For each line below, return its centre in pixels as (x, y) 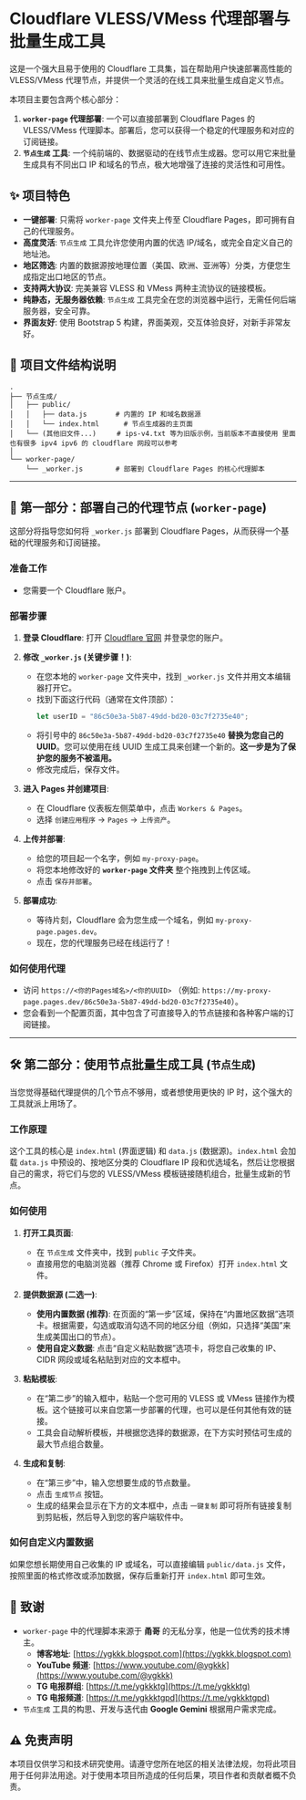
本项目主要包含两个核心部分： (65, 99)
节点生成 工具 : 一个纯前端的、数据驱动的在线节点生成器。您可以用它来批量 (159, 152)
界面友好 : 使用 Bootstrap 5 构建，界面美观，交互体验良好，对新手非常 (153, 322)
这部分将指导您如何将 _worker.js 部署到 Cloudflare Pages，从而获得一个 (145, 531)
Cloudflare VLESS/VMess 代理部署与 (150, 19)
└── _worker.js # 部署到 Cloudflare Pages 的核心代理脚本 (146, 469)
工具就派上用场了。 (46, 1103)
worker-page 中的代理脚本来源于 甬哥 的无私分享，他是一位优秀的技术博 (156, 1630)
